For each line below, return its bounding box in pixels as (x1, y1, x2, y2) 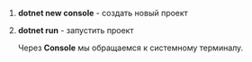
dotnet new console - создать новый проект (17, 8, 189, 18)
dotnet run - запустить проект (17, 25, 134, 35)
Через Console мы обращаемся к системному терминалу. (17, 42, 244, 53)
